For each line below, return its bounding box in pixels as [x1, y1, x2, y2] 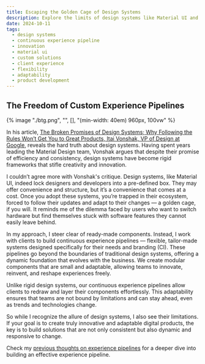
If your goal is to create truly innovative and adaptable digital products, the [6, 319, 195, 327]
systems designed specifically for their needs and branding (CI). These [6, 243, 185, 250]
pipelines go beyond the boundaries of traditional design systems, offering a [6, 250, 199, 257]
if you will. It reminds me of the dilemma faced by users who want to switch [6, 205, 197, 212]
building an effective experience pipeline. [6, 350, 111, 358]
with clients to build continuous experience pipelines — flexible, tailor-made [6, 237, 198, 244]
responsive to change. [6, 332, 63, 339]
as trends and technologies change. [6, 301, 97, 308]
